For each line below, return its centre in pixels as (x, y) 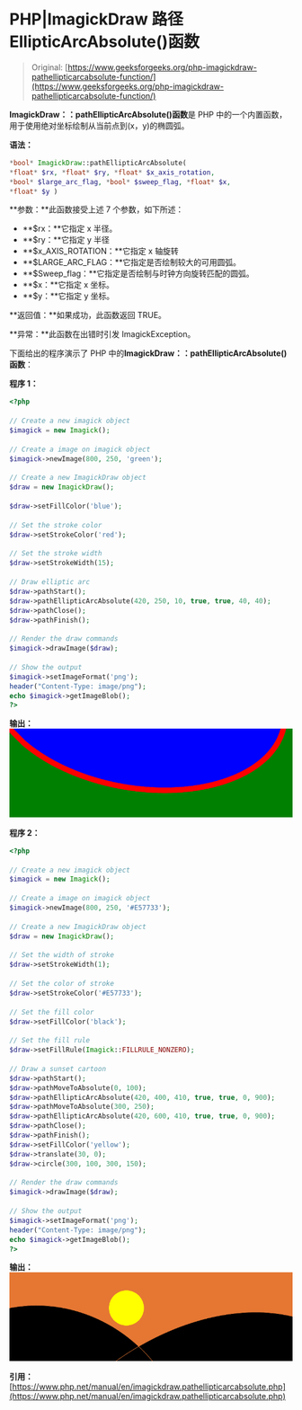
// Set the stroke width (56, 554)
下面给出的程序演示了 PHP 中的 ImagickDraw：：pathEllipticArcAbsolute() (148, 353)
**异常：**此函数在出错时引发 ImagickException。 (102, 334)
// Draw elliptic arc (50, 582)
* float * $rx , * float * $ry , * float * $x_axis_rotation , (112, 173)
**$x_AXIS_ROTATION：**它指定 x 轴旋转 (100, 251)
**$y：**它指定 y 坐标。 (68, 296)
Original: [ (49, 67)
